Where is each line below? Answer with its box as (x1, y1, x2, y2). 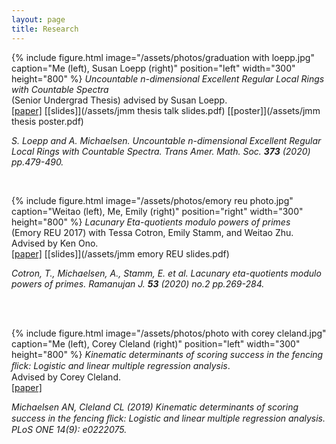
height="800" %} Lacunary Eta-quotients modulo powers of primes (11, 216, 291, 228)
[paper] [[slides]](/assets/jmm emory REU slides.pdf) (11, 247, 230, 260)
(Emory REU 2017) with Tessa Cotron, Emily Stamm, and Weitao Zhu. (11, 226, 294, 238)
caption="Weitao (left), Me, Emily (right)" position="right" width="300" (11, 205, 304, 217)
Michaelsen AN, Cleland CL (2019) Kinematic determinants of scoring (11, 401, 299, 413)
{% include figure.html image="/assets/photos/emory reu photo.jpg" (11, 194, 294, 206)
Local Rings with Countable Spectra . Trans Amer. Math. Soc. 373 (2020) (11, 145, 311, 157)
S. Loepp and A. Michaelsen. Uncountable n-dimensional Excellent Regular (11, 134, 322, 146)
